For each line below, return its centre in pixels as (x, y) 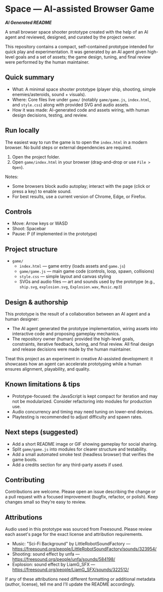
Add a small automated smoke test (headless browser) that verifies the (83, 454)
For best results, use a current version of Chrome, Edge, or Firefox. (79, 197)
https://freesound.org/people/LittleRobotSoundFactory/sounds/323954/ (84, 549)
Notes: (12, 177)
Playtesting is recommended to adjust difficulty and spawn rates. (77, 417)
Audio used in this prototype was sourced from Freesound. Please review (79, 529)
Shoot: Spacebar (29, 229)
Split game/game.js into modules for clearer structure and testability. (80, 449)
